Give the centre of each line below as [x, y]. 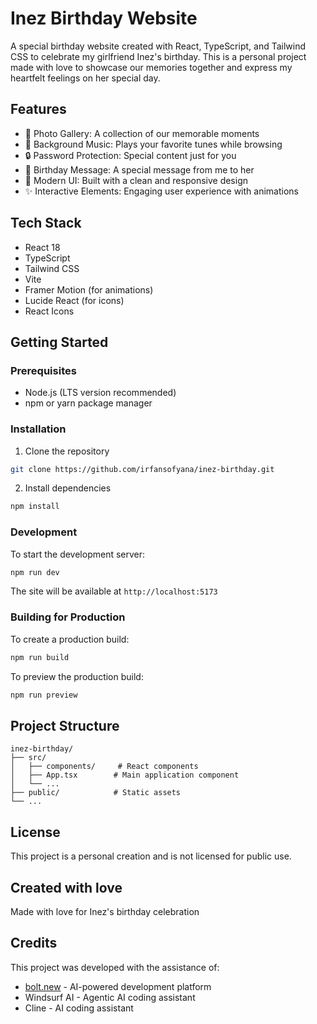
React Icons [49, 311]
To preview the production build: [77, 676]
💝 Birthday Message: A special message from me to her [139, 169]
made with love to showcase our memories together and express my [151, 67]
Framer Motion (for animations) [89, 289]
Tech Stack [46, 223]
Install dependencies [68, 488]
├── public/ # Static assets [96, 793]
